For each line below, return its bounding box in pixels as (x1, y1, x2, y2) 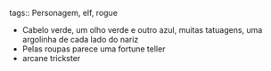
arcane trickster (21, 53, 81, 63)
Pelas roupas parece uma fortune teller (21, 43, 166, 54)
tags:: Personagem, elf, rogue (9, 8, 119, 18)
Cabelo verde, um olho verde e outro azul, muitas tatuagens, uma (21, 25, 263, 35)
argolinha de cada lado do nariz (21, 35, 139, 44)
